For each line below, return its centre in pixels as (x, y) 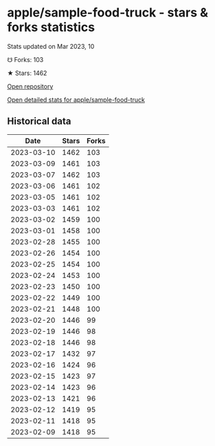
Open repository (30, 86)
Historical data (39, 121)
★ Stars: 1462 (27, 73)
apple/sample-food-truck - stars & (107, 13)
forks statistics (51, 27)
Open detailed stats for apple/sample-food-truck (76, 99)
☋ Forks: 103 (25, 59)
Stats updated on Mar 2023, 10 (51, 46)
